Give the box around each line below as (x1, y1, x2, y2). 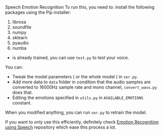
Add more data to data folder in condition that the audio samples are (12, 79, 151, 85)
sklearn (12, 34, 28, 40)
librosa (12, 19, 26, 25)
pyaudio (12, 40, 29, 46)
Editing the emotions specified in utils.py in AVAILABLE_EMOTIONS (12, 95, 144, 101)
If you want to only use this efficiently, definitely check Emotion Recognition (5, 119, 159, 125)
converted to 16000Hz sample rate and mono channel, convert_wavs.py (12, 84, 158, 90)
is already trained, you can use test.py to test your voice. (12, 55, 130, 61)
